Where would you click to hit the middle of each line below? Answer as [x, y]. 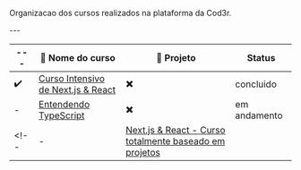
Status [261, 58]
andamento [259, 115]
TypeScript [62, 115]
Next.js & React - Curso [175, 130]
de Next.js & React [77, 90]
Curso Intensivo [72, 78]
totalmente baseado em [175, 141]
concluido [256, 84]
